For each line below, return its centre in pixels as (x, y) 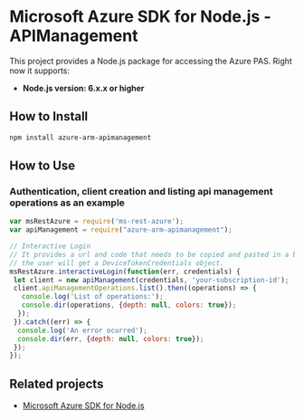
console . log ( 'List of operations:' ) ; (93, 297)
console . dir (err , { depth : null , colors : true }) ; (111, 339)
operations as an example (67, 203)
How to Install (49, 116)
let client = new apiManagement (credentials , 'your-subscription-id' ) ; (151, 280)
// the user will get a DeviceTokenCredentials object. (117, 263)
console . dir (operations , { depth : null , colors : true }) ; (129, 305)
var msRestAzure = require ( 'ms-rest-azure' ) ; (96, 222)
